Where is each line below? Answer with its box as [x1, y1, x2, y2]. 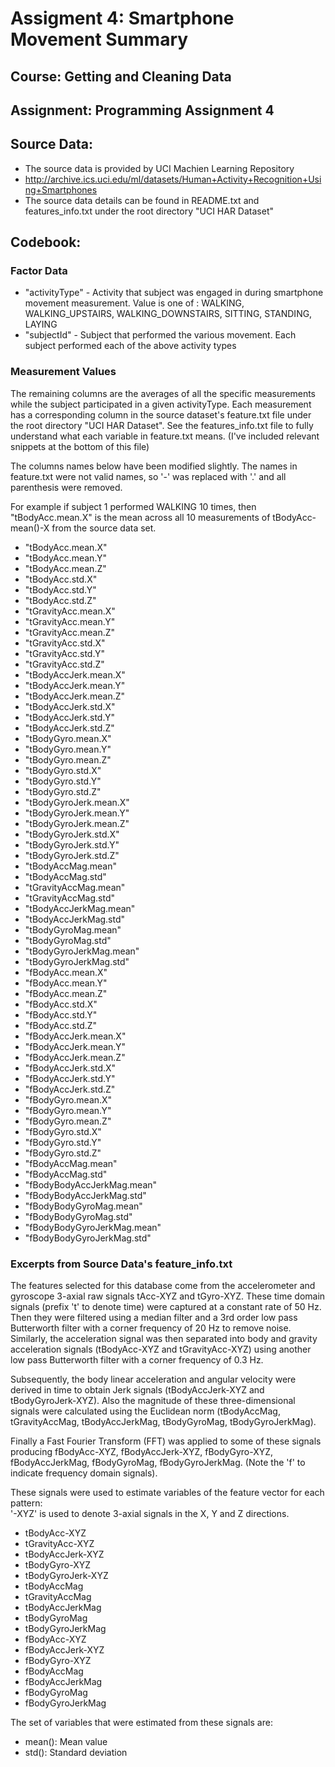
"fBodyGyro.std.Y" [24, 1136, 102, 1148]
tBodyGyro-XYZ [24, 1559, 92, 1571]
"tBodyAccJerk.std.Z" [24, 722, 115, 734]
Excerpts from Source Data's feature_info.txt [10, 1257, 233, 1271]
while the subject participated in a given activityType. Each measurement [10, 398, 312, 410]
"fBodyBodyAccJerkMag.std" [24, 1189, 147, 1201]
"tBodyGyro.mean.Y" [24, 743, 112, 755]
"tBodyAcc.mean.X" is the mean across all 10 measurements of [10, 511, 271, 523]
